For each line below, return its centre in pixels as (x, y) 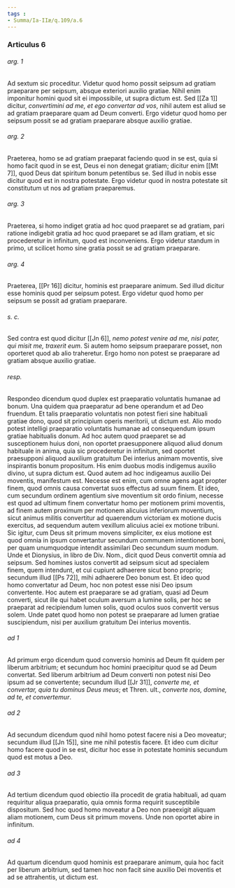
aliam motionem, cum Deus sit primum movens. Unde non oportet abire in (113, 817)
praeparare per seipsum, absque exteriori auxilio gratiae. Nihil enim (104, 90)
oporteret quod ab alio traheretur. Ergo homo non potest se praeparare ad (114, 353)
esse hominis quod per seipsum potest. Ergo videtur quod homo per (106, 293)
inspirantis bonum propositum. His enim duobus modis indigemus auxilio (112, 465)
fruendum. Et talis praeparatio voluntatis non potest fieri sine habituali (107, 414)
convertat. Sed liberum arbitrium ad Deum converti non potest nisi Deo (109, 674)
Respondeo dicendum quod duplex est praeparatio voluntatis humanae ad (114, 398)
